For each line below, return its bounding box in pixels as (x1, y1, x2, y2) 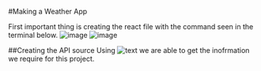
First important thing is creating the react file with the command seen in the (8, 22, 254, 31)
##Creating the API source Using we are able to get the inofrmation (8, 46, 250, 54)
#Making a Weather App (8, 7, 88, 16)
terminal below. (8, 31, 58, 39)
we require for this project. (8, 54, 95, 63)
